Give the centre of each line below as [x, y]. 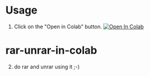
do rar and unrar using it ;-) [47, 67]
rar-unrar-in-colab [51, 50]
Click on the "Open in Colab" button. [58, 27]
